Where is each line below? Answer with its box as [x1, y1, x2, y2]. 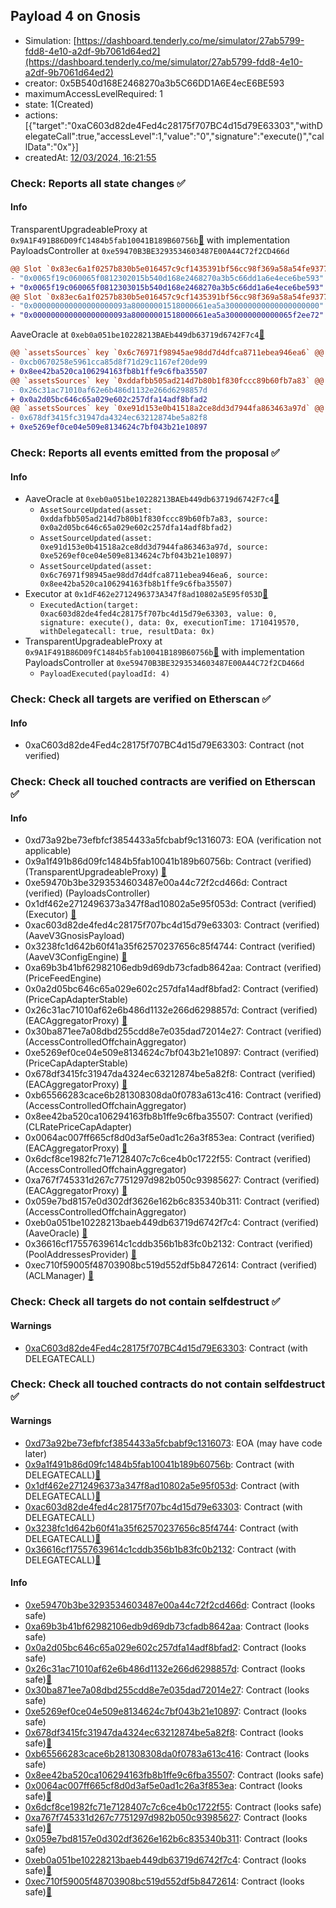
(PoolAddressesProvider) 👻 [24, 1249, 137, 1261]
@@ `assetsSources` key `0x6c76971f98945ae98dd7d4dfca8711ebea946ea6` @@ [10, 348, 325, 358]
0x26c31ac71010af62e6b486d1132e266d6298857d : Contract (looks [24, 1662, 306, 1674]
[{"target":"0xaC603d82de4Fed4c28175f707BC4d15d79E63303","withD [24, 119, 323, 131]
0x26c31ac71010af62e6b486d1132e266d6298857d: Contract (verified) [24, 1004, 318, 1016]
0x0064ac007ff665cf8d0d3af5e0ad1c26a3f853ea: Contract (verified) [24, 1132, 316, 1144]
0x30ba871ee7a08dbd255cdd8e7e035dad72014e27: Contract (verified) [24, 1025, 322, 1038]
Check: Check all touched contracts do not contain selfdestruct [10, 1377, 326, 1391]
